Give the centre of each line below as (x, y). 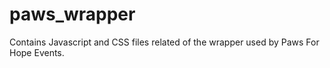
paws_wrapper (72, 14)
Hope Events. (37, 52)
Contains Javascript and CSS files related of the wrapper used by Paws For (164, 42)
